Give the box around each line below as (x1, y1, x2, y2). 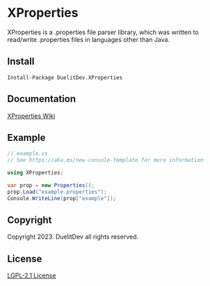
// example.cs (7, 150, 49, 158)
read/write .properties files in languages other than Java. (7, 35, 170, 43)
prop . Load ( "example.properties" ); (7, 188, 108, 195)
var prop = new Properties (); (7, 182, 95, 189)
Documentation (7, 93, 76, 105)
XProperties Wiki (7, 112, 56, 120)
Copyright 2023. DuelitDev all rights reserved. (7, 232, 139, 241)
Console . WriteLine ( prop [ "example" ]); (7, 195, 117, 202)
